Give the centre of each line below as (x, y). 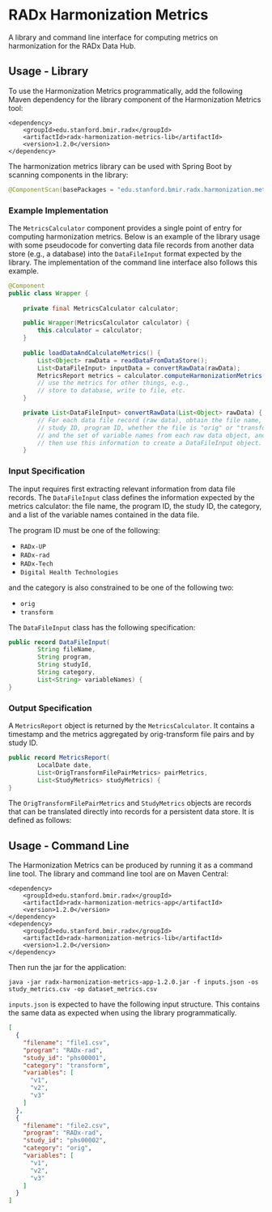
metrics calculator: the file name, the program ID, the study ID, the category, (135, 506)
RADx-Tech (37, 564)
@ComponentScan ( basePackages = (61, 189)
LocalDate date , (65, 765)
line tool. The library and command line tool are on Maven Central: (119, 874)
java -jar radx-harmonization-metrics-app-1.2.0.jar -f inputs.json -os (134, 982)
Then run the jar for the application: (68, 968)
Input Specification (47, 471)
